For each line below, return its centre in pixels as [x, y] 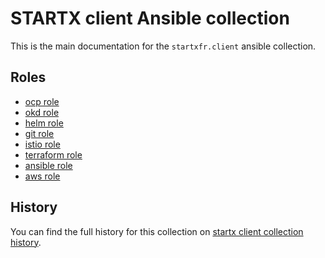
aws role [42, 176]
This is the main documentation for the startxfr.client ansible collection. [163, 46]
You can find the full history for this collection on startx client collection [157, 231]
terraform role [53, 154]
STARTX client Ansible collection [150, 18]
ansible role [48, 165]
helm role [44, 123]
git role [39, 133]
